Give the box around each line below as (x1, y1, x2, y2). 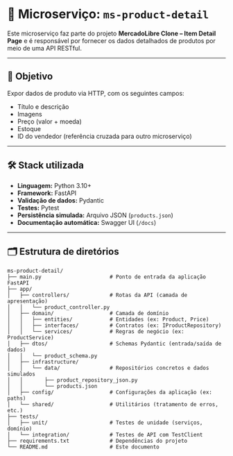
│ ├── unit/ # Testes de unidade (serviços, (7, 419, 203, 426)
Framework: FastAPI (17, 189, 77, 197)
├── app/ (7, 286, 33, 293)
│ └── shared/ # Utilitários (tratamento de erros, (7, 401, 218, 408)
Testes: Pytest (17, 203, 60, 212)
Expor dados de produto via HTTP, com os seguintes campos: (7, 89, 185, 97)
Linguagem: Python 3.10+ (17, 181, 92, 189)
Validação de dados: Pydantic (17, 196, 105, 204)
